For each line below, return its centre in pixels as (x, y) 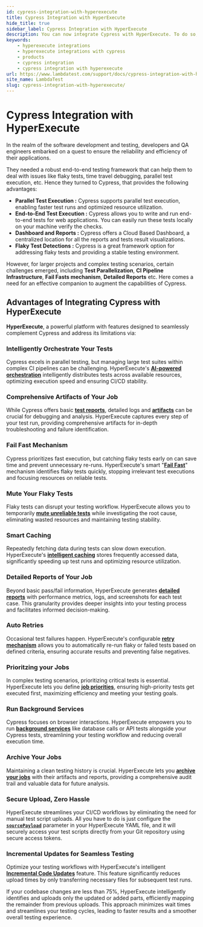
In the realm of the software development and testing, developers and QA (98, 145)
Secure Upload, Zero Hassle (48, 799)
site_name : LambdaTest (35, 79)
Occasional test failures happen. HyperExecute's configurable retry (91, 638)
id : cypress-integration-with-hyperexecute (62, 12)
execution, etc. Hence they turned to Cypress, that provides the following (98, 182)
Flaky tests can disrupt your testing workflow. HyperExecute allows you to (98, 507)
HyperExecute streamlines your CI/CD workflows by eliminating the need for (101, 812)
